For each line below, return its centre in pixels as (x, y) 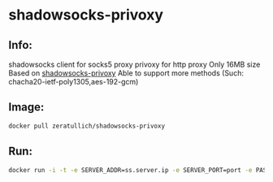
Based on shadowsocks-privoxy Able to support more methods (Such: (126, 73)
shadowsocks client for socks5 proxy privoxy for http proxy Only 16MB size (134, 64)
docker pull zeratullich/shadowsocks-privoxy (87, 126)
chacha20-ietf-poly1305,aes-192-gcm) (74, 82)
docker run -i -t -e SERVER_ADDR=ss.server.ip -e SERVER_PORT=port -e (130, 170)
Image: (26, 107)
